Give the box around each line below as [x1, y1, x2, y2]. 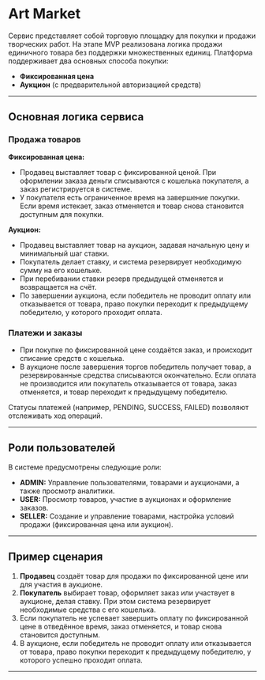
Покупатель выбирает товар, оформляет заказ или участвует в [19, 587, 235, 598]
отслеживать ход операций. [8, 411, 103, 420]
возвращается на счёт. [19, 282, 97, 291]
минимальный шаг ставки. [19, 249, 110, 258]
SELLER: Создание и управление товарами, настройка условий [19, 511, 234, 521]
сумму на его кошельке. [19, 265, 103, 275]
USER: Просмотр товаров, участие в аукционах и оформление [19, 494, 232, 503]
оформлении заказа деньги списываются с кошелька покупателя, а [19, 176, 249, 185]
